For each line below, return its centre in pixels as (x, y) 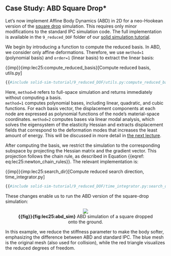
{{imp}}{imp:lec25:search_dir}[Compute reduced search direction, (75, 171)
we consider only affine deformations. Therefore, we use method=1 (75, 52)
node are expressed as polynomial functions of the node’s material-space (82, 114)
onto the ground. (85, 222)
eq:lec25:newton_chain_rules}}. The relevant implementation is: (72, 161)
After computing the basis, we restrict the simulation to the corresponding (83, 145)
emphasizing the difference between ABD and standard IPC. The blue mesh (84, 237)
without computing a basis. (34, 97)
